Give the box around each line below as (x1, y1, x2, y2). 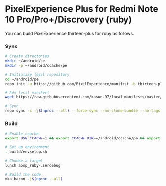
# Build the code (5, 172, 41, 177)
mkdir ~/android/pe (5, 58, 45, 64)
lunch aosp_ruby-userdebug (5, 163, 61, 168)
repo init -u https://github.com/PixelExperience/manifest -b (5, 81, 136, 86)
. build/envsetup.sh (5, 149, 48, 154)
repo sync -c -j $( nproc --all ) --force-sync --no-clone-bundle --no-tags (5, 108, 161, 113)
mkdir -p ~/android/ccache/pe (5, 63, 68, 68)
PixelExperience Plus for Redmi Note (5, 3, 158, 15)
